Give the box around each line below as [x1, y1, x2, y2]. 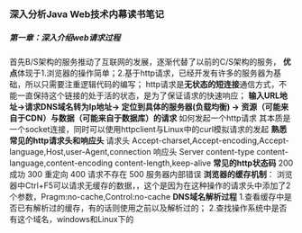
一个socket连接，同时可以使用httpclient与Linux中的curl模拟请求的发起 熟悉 [9, 123, 288, 134]
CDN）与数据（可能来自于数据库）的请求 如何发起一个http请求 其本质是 [24, 112, 291, 123]
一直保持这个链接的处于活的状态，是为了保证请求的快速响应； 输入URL [16, 90, 280, 101]
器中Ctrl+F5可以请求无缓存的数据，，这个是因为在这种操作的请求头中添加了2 [9, 180, 291, 191]
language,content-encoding [9, 157, 113, 168]
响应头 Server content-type [152, 146, 255, 157]
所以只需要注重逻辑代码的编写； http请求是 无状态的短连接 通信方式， [24, 78, 279, 89]
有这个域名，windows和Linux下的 [9, 213, 134, 224]
